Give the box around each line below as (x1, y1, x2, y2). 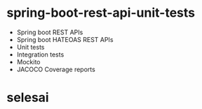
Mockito (16, 57, 41, 66)
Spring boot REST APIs (16, 28, 83, 36)
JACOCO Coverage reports (16, 65, 95, 73)
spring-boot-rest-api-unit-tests (6, 5, 196, 21)
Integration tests (16, 50, 65, 59)
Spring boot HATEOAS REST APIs (16, 35, 114, 43)
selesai (6, 89, 50, 106)
